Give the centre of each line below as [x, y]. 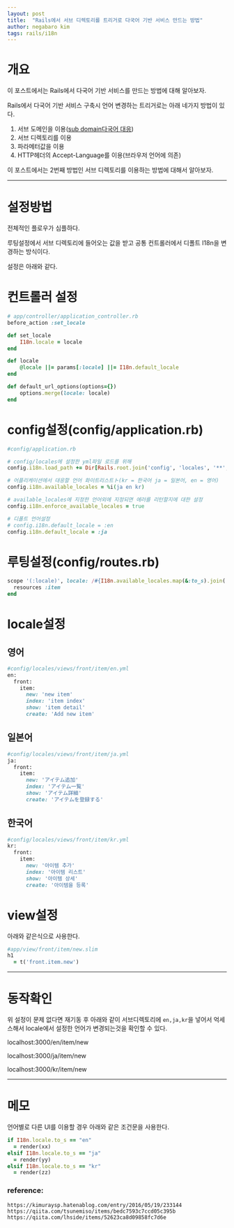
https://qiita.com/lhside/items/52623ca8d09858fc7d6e [87, 1217]
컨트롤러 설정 [42, 297]
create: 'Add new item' [60, 714]
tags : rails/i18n [32, 33]
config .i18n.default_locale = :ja [57, 532]
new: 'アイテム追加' [52, 780]
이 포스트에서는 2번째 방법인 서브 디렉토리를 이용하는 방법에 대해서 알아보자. [110, 170]
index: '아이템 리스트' [56, 872]
